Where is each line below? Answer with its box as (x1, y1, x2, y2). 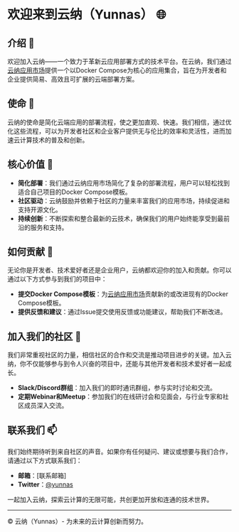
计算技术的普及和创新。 (19, 136, 89, 144)
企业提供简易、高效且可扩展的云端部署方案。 (7, 75, 139, 83)
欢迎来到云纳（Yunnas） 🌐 (7, 6, 166, 23)
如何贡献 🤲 (7, 246, 53, 258)
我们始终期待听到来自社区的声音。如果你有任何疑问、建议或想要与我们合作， (7, 447, 232, 456)
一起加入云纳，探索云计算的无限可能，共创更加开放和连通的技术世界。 (7, 495, 213, 504)
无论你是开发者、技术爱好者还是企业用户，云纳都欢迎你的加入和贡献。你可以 (7, 266, 232, 274)
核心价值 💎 (7, 158, 53, 170)
